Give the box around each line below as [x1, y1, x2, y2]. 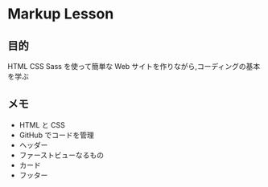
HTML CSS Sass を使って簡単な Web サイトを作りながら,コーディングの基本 [7, 62, 261, 71]
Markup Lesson [7, 5, 114, 23]
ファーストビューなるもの [19, 150, 105, 160]
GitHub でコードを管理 [19, 130, 94, 140]
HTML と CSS [19, 120, 65, 129]
